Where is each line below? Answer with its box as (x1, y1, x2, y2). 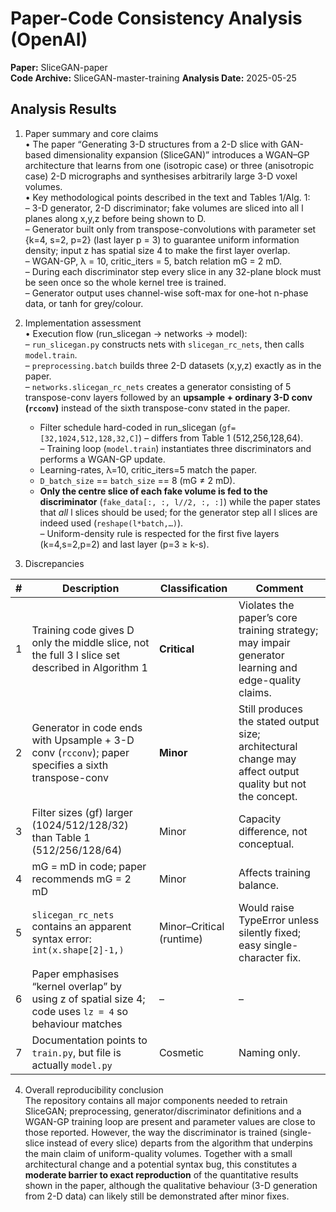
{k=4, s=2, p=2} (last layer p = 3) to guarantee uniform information (24, 233, 300, 246)
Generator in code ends (31, 720, 143, 734)
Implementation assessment (24, 317, 142, 329)
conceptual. (238, 837, 295, 851)
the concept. (238, 789, 298, 803)
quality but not (238, 777, 307, 791)
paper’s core (238, 610, 298, 624)
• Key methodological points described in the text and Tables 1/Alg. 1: (24, 191, 311, 203)
